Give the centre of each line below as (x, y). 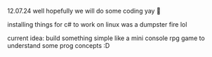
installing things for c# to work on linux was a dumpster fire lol (97, 24)
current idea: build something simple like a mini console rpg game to (106, 38)
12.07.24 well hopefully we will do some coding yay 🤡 (84, 11)
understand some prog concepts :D (59, 45)
